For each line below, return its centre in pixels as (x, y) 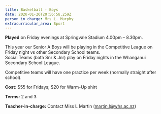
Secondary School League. (33, 63)
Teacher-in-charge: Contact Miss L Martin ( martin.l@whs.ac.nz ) (71, 106)
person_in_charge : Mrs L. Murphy (39, 19)
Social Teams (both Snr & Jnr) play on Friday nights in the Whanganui (76, 58)
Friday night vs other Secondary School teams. (53, 52)
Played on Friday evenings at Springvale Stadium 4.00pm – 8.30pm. (74, 38)
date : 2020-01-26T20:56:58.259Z (38, 14)
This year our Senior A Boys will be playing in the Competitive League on (79, 47)
